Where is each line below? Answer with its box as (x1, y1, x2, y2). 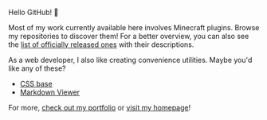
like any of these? (8, 64, 66, 73)
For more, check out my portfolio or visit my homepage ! (8, 103, 191, 112)
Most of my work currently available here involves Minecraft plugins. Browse (8, 23, 260, 32)
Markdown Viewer (19, 87, 80, 97)
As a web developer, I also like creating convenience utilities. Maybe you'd (8, 56, 253, 64)
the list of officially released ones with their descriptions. (8, 40, 194, 49)
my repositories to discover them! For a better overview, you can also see (8, 32, 249, 41)
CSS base (19, 79, 53, 88)
